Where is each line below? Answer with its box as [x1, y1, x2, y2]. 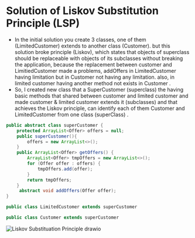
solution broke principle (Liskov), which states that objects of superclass [14, 48, 190, 55]
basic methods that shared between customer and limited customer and [14, 92, 189, 99]
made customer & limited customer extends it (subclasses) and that [14, 98, 177, 105]
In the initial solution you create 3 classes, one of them [14, 36, 146, 43]
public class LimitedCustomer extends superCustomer [6, 204, 138, 210]
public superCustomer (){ [16, 133, 77, 139]
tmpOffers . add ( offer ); [37, 166, 93, 172]
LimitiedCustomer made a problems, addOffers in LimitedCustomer [14, 67, 177, 74]
